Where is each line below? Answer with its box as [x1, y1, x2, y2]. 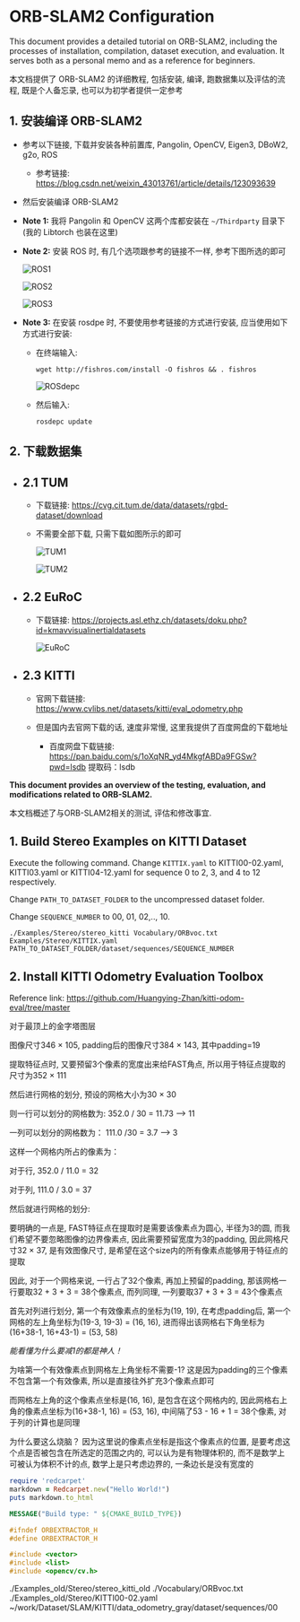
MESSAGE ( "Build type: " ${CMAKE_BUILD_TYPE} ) [9, 1509, 182, 1518]
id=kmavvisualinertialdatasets [35, 624, 146, 635]
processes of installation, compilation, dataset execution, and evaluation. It [9, 45, 285, 56]
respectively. [9, 876, 56, 887]
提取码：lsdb [88, 761, 136, 772]
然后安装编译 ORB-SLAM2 [21, 196, 119, 207]
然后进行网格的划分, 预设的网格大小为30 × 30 [9, 1089, 177, 1100]
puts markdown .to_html [9, 1493, 94, 1502]
